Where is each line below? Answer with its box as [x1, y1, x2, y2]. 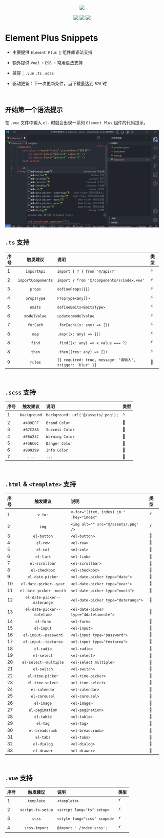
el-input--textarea [23, 640, 63, 645]
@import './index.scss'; [57, 825, 108, 830]
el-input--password [23, 633, 63, 638]
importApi [25, 269, 45, 274]
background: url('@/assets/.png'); [46, 413, 119, 418]
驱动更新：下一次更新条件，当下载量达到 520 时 [12, 80, 107, 86]
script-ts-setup [20, 808, 53, 813]
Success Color [46, 428, 75, 432]
